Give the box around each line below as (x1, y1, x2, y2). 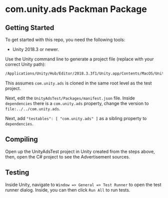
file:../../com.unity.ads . (5, 105, 60, 111)
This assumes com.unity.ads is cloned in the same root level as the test (5, 80, 152, 86)
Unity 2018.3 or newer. (12, 46, 59, 52)
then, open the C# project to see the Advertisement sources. (5, 153, 130, 159)
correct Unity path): (5, 61, 46, 67)
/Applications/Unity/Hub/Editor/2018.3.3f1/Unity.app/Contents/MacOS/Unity (5, 71, 166, 76)
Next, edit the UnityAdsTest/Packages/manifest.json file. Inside (5, 95, 135, 101)
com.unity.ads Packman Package (5, 3, 147, 15)
